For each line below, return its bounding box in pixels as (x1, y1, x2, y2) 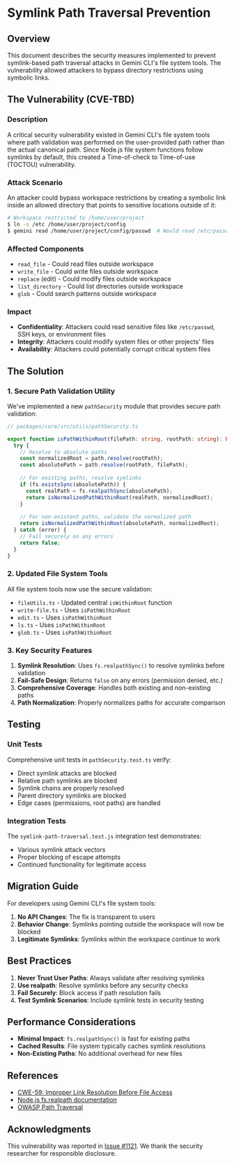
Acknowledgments (7, 1123, 92, 1135)
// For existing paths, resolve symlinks (19, 475, 141, 482)
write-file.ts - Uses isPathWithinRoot (17, 605, 131, 614)
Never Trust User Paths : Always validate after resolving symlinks (17, 973, 205, 982)
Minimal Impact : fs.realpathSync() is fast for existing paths (17, 1035, 190, 1043)
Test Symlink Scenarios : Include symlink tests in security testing (17, 996, 204, 1004)
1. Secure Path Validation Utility (7, 386, 116, 396)
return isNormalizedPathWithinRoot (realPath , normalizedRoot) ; (25, 494, 214, 501)
